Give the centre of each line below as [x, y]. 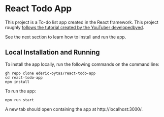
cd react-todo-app [24, 77]
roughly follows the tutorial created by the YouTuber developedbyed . [75, 27]
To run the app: [21, 91]
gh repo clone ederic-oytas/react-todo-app [50, 73]
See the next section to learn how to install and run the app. [66, 37]
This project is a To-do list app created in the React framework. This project [82, 22]
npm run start [20, 100]
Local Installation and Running [52, 52]
